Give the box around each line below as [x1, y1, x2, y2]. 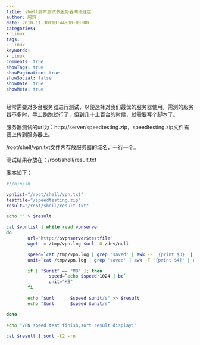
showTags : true [6, 64, 44, 70]
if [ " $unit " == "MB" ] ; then [27, 268, 102, 274]
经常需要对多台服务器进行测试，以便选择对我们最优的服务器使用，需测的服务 [6, 103, 194, 110]
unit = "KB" [48, 279, 73, 285]
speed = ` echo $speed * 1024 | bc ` [48, 273, 127, 279]
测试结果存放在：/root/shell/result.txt [6, 156, 97, 163]
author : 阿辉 [6, 14, 37, 20]
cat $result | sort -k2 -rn [6, 333, 76, 339]
